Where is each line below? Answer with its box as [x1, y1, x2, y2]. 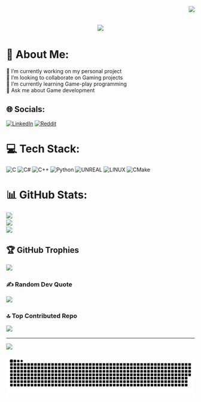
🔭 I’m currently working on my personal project [6, 68, 122, 75]
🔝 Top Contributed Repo [6, 312, 78, 320]
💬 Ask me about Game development [6, 87, 95, 94]
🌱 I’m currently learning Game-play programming [6, 80, 127, 87]
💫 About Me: [6, 48, 69, 62]
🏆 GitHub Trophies [6, 245, 80, 255]
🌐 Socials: [6, 104, 45, 114]
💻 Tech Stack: [6, 142, 80, 156]
